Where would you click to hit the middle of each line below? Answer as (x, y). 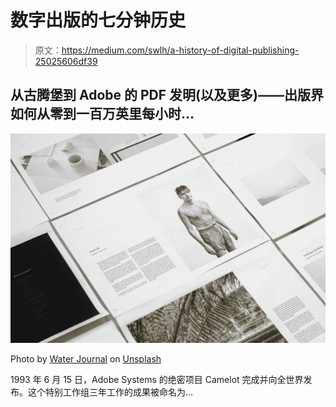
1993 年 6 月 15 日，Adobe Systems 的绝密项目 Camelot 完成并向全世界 (157, 380)
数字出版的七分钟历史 (98, 20)
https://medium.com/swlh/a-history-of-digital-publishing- (180, 50)
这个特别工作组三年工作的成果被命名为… (110, 392)
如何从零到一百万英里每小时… (102, 114)
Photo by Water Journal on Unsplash (86, 359)
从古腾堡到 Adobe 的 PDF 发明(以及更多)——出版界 (167, 95)
